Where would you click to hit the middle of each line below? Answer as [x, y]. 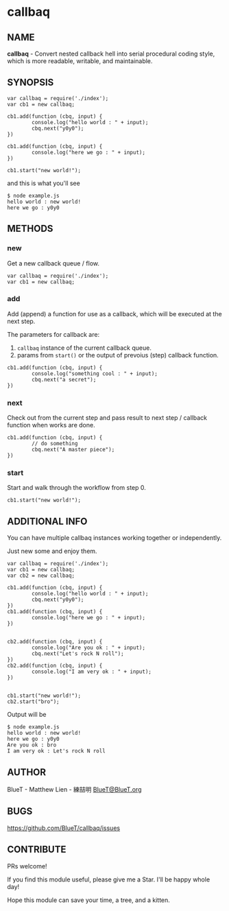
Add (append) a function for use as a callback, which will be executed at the [114, 313]
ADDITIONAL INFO [47, 521]
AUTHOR [27, 772]
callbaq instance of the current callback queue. [84, 348]
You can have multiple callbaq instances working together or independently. [114, 538]
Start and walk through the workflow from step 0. [76, 488]
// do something [55, 444]
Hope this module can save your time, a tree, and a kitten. [88, 900]
